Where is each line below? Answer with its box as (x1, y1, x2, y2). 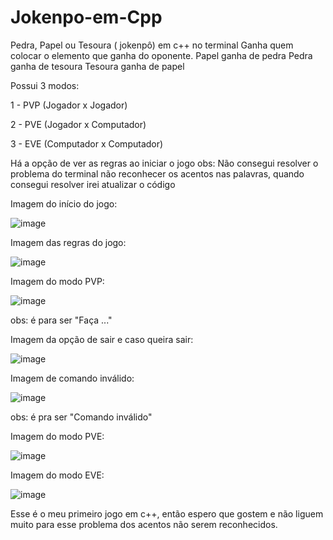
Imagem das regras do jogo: (10, 236, 127, 248)
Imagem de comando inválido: (10, 372, 135, 384)
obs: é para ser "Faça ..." (10, 314, 113, 326)
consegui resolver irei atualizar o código (10, 178, 176, 190)
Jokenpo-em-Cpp (10, 6, 163, 29)
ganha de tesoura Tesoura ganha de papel (10, 60, 185, 72)
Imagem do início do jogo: (10, 197, 118, 210)
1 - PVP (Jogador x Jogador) (10, 99, 128, 111)
